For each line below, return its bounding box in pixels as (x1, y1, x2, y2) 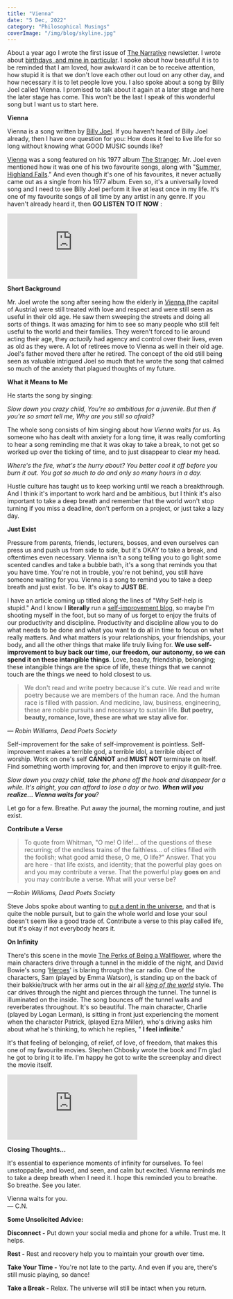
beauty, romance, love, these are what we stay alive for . (24, 713, 189, 721)
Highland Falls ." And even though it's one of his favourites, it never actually (7, 170, 222, 179)
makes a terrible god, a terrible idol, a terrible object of (46, 748, 202, 756)
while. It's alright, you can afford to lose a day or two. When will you (7, 783, 204, 792)
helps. (7, 1236, 25, 1245)
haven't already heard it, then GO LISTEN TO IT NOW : (7, 199, 163, 209)
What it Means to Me (7, 378, 68, 386)
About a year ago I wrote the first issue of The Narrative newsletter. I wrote (7, 49, 221, 57)
